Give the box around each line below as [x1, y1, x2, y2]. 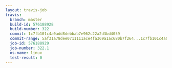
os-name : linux [10, 50, 42, 55]
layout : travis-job [5, 7, 47, 13]
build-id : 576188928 [10, 21, 54, 27]
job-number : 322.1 [10, 46, 50, 51]
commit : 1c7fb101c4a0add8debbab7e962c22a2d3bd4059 [10, 31, 120, 36]
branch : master [10, 17, 42, 22]
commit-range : [10, 36, 40, 41]
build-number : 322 [10, 27, 50, 32]
